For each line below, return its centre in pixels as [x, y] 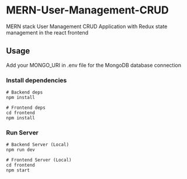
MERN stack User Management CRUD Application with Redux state [87, 26]
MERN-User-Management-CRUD [88, 10]
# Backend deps [25, 92]
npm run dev [20, 150]
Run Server [22, 132]
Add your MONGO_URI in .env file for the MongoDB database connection [93, 65]
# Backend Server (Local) [37, 145]
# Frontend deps [26, 108]
